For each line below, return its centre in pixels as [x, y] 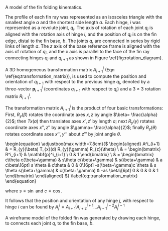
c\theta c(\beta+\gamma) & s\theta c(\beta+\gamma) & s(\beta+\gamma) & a [84, 160]
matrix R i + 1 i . [18, 96]
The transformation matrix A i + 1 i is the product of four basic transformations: [84, 108]
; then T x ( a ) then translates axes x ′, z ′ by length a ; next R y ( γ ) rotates [85, 122]
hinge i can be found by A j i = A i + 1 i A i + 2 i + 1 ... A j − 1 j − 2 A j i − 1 [65, 207]
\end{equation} [21, 181]
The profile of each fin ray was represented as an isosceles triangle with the [84, 17]
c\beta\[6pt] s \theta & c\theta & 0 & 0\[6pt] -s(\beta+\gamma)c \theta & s [81, 165]
